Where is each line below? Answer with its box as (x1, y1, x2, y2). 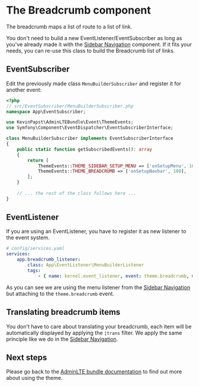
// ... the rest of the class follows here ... (17, 190, 136, 196)
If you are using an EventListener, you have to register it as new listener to (6, 228, 187, 235)
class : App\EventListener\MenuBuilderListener (27, 262, 145, 268)
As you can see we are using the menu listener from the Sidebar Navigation (6, 284, 191, 291)
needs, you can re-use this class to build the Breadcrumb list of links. (6, 47, 175, 54)
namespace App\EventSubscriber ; (6, 109, 86, 115)
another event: (6, 86, 42, 93)
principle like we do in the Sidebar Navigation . (6, 335, 118, 343)
